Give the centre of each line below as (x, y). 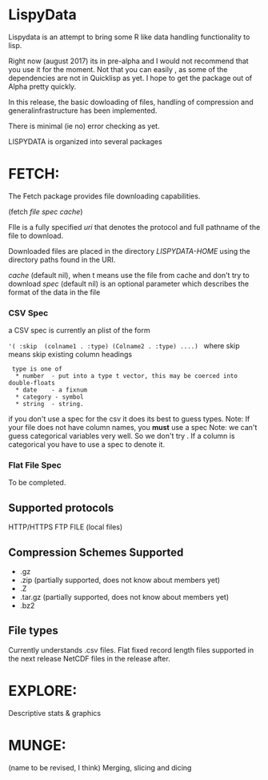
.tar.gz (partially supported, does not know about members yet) (124, 597)
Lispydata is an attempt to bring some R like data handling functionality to (129, 37)
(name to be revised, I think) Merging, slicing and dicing (100, 767)
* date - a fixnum (52, 390)
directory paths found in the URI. (62, 259)
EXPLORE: (43, 691)
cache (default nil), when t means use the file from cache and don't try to (129, 275)
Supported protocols (61, 507)
